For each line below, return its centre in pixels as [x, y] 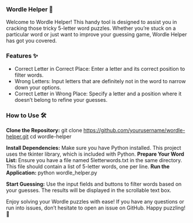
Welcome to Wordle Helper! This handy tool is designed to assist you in [92, 22]
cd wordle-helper [51, 136]
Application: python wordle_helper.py [52, 173]
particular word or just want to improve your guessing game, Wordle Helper [96, 35]
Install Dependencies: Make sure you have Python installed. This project [94, 147]
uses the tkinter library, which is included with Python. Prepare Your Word [95, 154]
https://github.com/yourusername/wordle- [134, 130]
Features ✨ [22, 56]
